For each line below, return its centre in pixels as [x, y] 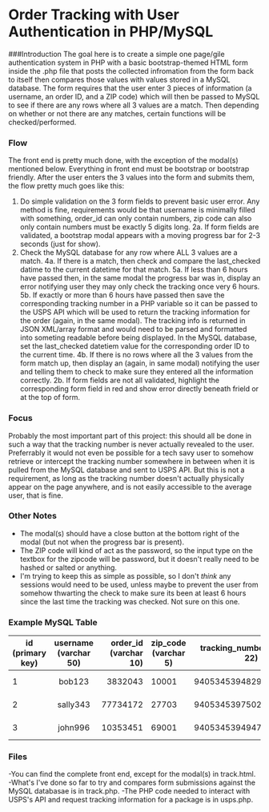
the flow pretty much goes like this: [66, 186]
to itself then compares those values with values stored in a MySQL [119, 79]
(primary [29, 653]
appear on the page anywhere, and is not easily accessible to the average [130, 487]
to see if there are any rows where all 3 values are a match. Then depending [134, 105]
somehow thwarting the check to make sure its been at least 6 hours [133, 593]
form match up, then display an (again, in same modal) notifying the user [140, 363]
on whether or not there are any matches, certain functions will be [117, 113]
